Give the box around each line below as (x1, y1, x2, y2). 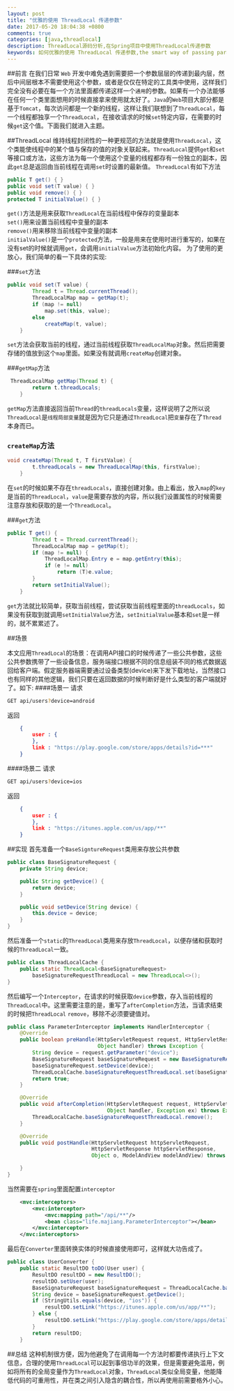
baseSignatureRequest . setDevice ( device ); (32, 1062, 155, 1069)
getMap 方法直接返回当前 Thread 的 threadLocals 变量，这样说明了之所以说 (7, 404, 210, 412)
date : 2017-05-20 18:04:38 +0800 (7, 23, 104, 30)
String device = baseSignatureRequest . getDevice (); (32, 1291, 186, 1298)
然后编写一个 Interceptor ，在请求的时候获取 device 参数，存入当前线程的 (7, 991, 213, 1001)
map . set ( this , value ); (44, 307, 111, 314)
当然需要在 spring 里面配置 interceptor (7, 1185, 116, 1193)
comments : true (7, 29, 52, 37)
